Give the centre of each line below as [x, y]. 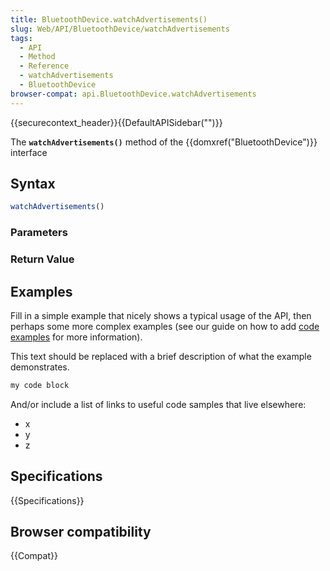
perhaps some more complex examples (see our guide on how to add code [165, 326]
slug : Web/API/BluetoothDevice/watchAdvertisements [120, 29]
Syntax [33, 184]
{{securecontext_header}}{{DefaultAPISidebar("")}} [116, 122]
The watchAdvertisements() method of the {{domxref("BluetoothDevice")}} [164, 142]
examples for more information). [76, 337]
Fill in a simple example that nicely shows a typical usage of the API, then [161, 315]
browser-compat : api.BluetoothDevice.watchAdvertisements [133, 94]
